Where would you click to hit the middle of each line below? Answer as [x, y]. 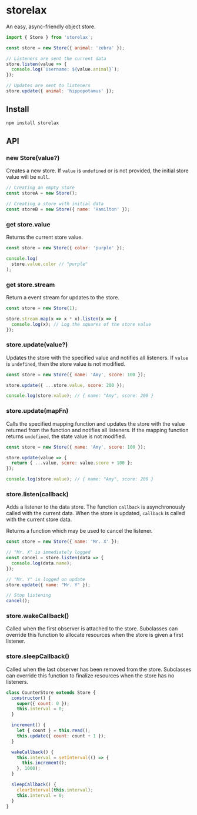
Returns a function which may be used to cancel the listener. [79, 531]
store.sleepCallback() [38, 656]
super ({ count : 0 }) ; [43, 703]
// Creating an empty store [41, 188]
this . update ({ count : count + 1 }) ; [62, 736]
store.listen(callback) [37, 494]
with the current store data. [39, 520]
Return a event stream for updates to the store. [63, 297]
